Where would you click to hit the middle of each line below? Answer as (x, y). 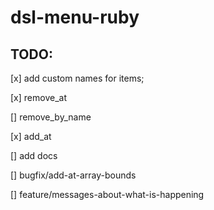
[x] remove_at (38, 97)
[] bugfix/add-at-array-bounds (73, 175)
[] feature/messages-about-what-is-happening (107, 194)
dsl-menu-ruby (75, 17)
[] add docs (34, 155)
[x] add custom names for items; (77, 78)
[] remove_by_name (51, 117)
